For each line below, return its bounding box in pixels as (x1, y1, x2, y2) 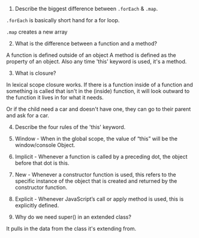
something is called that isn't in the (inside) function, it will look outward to (6, 88, 190, 95)
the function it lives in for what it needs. (6, 94, 104, 101)
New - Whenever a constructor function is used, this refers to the (14, 171, 176, 178)
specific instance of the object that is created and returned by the (14, 177, 177, 185)
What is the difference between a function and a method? (14, 40, 158, 47)
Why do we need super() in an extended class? (14, 213, 132, 221)
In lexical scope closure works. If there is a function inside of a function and (6, 81, 194, 88)
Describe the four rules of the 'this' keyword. (14, 123, 126, 131)
